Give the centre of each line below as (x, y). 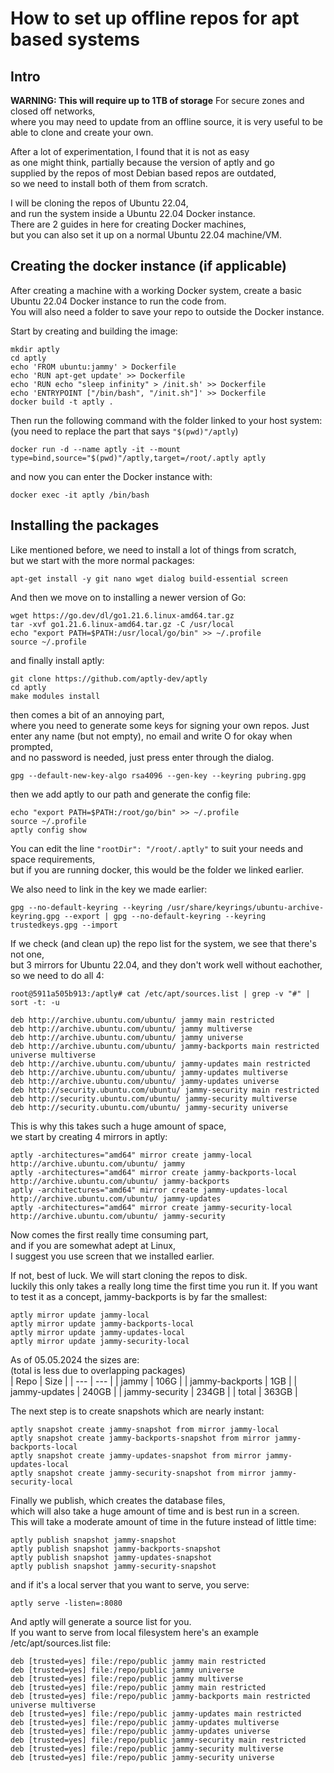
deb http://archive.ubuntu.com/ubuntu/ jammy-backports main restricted (165, 1046)
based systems (75, 39)
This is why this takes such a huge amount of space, (118, 1126)
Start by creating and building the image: (94, 331)
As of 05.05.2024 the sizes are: (75, 1359)
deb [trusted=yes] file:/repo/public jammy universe (122, 1670)
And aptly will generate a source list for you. (101, 1621)
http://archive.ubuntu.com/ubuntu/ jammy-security (118, 1216)
